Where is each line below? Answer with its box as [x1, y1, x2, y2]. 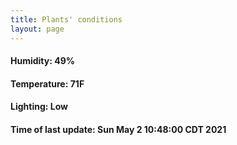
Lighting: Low [10, 101, 68, 113]
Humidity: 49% [10, 55, 75, 67]
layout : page [10, 24, 65, 34]
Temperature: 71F [10, 77, 85, 90]
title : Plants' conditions [10, 14, 123, 25]
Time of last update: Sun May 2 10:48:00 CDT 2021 [10, 123, 227, 135]
